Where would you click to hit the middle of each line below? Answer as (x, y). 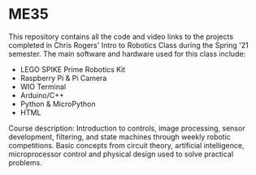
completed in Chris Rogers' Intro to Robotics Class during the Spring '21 (129, 45)
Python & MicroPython (58, 104)
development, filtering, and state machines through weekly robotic (120, 137)
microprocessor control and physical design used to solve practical (121, 154)
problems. (25, 162)
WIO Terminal (43, 87)
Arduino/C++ (42, 95)
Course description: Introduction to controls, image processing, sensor (127, 128)
